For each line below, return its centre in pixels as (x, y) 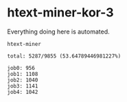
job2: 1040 (23, 80)
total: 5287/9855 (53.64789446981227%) (64, 56)
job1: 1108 (23, 74)
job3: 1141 (23, 86)
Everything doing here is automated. (58, 31)
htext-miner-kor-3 (60, 13)
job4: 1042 (23, 92)
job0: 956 (21, 68)
